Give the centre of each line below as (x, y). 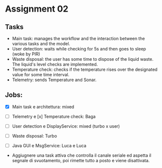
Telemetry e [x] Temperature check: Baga (54, 116)
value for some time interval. (41, 75)
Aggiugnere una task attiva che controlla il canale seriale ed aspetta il (82, 155)
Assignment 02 (37, 9)
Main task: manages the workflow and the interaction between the (78, 38)
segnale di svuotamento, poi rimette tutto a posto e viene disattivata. (81, 161)
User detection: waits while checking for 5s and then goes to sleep (79, 49)
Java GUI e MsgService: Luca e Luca (49, 146)
